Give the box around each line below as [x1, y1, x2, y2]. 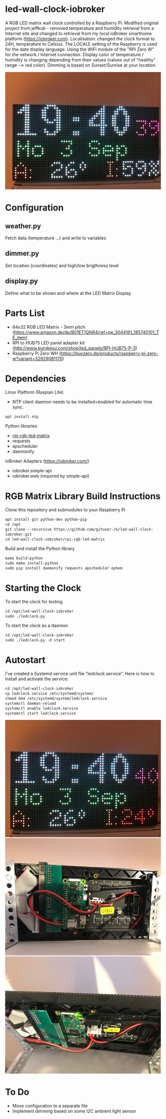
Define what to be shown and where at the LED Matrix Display [5, 290, 131, 296]
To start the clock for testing [5, 599, 63, 605]
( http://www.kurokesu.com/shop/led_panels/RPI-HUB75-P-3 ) [12, 345, 137, 351]
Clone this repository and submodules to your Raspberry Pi [5, 507, 126, 513]
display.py [5, 277, 38, 285]
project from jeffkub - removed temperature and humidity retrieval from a [5, 25, 154, 31]
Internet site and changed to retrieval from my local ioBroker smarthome [5, 30, 152, 36]
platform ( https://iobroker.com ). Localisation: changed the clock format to [5, 36, 155, 42]
